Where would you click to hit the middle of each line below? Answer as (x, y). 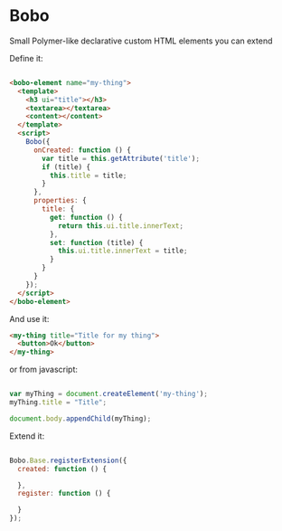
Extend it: (27, 436)
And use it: (29, 318)
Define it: (26, 58)
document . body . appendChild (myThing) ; (80, 418)
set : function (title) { (96, 242)
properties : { (60, 201)
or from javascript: (44, 370)
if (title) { (66, 167)
